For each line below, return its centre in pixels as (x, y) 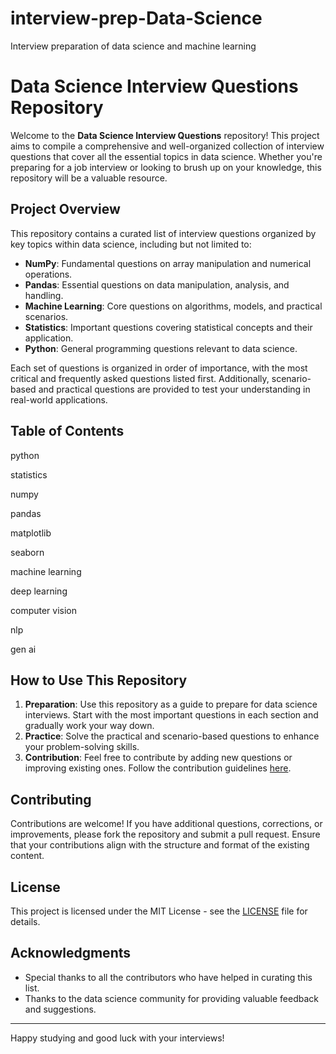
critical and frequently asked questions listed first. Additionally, (140, 378)
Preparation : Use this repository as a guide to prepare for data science (171, 704)
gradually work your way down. (89, 726)
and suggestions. (60, 1009)
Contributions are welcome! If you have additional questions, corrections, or (166, 824)
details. (25, 921)
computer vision (44, 610)
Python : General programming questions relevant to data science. (161, 348)
